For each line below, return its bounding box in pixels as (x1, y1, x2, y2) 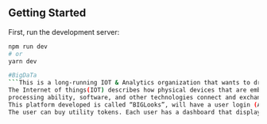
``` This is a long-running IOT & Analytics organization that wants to (8, 79, 250, 87)
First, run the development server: (8, 27, 120, 36)
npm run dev (8, 43, 48, 51)
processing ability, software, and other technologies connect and (8, 94, 237, 102)
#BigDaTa (8, 71, 37, 80)
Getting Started (8, 6, 87, 20)
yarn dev (8, 57, 37, 66)
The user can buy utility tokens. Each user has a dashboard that (8, 108, 233, 116)
